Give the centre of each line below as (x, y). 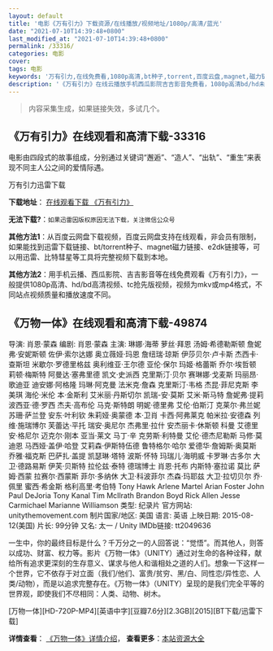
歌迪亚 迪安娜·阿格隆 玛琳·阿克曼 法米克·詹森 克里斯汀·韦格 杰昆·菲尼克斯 (129, 385)
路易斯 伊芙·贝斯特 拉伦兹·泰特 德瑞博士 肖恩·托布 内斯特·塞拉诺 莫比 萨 (143, 466)
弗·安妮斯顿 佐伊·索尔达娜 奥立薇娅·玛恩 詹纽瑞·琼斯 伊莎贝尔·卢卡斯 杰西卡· (133, 354)
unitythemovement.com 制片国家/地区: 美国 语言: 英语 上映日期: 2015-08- (131, 516)
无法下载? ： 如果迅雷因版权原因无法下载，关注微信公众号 (92, 220)
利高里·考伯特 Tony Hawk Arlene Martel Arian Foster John (168, 487)
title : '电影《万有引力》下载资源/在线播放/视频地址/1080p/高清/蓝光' (116, 24)
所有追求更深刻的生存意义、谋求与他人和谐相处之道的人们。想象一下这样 (136, 563)
